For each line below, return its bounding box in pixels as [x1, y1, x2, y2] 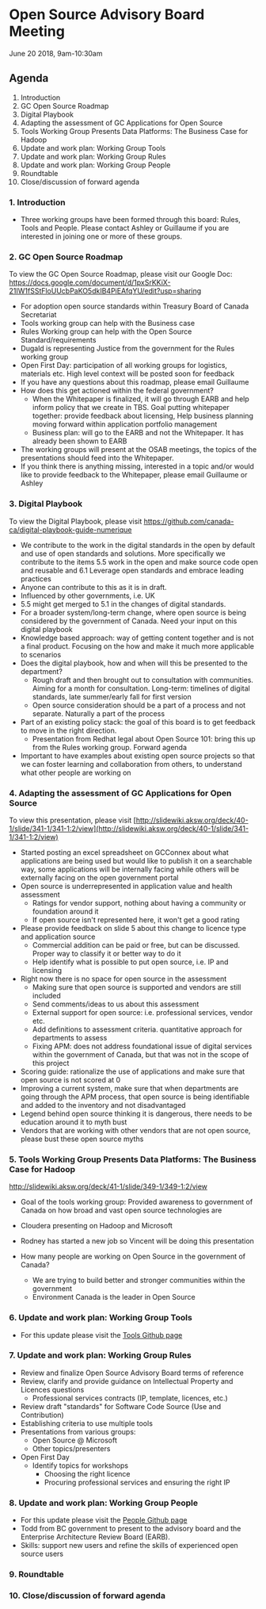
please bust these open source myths [20, 1134, 144, 1144]
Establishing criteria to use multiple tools [20, 1418, 154, 1428]
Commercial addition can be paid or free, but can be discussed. [32, 940, 241, 949]
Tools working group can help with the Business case [20, 319, 196, 328]
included [32, 990, 62, 1000]
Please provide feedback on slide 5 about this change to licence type [20, 923, 246, 933]
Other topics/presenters [32, 1443, 111, 1453]
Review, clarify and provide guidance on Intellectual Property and [20, 1376, 234, 1385]
